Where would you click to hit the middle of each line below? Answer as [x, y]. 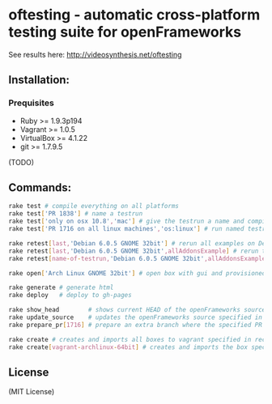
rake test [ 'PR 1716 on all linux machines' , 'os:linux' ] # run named [126, 229]
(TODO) [21, 162]
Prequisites [31, 103]
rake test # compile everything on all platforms [94, 206]
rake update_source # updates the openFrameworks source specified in [136, 317]
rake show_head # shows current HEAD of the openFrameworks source [137, 310]
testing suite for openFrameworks [125, 32]
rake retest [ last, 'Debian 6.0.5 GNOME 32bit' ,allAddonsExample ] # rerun [134, 251]
